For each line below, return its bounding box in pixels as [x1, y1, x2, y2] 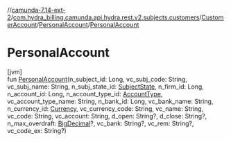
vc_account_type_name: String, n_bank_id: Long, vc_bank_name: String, [7, 97, 214, 105]
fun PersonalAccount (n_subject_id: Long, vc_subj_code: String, [7, 75, 187, 83]
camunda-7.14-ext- [11, 6, 66, 14]
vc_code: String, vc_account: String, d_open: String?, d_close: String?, [7, 112, 207, 120]
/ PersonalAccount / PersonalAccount [37, 21, 139, 28]
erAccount [7, 21, 37, 28]
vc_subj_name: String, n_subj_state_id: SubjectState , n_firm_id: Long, [7, 82, 205, 91]
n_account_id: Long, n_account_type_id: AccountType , [7, 89, 163, 98]
